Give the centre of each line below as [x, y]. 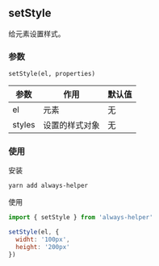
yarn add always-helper [48, 186]
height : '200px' [43, 247]
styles [24, 125]
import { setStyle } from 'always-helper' [81, 218]
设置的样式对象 [71, 126]
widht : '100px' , [43, 240]
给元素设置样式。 [37, 33]
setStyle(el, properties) [52, 74]
